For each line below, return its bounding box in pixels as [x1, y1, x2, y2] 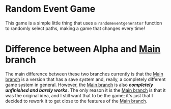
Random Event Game [5, 3, 96, 15]
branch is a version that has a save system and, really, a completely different [5, 76, 166, 82]
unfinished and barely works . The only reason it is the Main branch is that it [5, 87, 166, 93]
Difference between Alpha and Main [5, 43, 161, 55]
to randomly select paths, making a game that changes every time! [5, 25, 145, 31]
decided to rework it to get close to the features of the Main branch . [5, 98, 148, 104]
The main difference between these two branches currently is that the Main [5, 71, 164, 77]
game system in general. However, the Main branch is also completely [5, 81, 154, 88]
